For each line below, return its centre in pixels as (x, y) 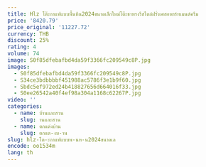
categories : (25, 107)
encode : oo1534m (31, 146)
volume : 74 (23, 54)
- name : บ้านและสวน (39, 113)
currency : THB (28, 34)
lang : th (20, 153)
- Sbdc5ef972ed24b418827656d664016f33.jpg (77, 87)
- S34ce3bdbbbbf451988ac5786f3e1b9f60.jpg (77, 80)
